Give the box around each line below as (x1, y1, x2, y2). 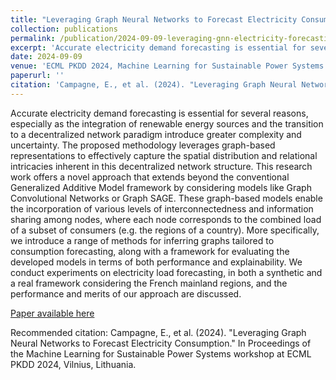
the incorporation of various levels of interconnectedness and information (10, 202, 314, 215)
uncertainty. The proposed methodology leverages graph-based (10, 139, 276, 151)
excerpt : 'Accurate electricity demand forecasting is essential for (10, 42, 307, 53)
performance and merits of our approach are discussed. (10, 287, 242, 300)
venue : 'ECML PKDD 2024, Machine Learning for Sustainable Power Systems (10, 61, 325, 71)
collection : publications (10, 24, 118, 34)
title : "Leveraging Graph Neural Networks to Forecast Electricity (10, 14, 298, 25)
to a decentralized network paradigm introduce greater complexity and (10, 128, 302, 140)
